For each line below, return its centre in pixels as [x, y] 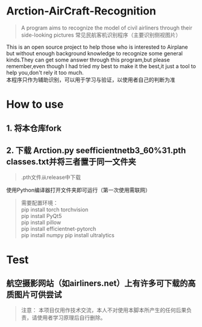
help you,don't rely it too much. [45, 72]
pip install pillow [41, 223]
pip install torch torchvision [55, 210]
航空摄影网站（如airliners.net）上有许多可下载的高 [101, 283]
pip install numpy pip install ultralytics [68, 235]
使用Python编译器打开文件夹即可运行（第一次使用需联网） [78, 190]
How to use [35, 104]
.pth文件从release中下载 [51, 177]
